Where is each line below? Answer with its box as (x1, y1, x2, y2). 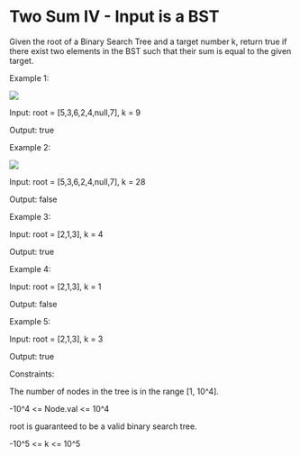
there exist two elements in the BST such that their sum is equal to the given (9, 45, 292, 56)
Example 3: (9, 211, 51, 222)
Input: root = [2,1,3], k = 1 (9, 281, 102, 292)
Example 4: (9, 263, 51, 274)
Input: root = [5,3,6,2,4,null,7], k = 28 (9, 176, 146, 187)
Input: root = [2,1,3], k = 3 (9, 333, 104, 344)
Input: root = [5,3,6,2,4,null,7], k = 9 (9, 106, 141, 118)
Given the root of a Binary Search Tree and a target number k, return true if (9, 36, 287, 47)
